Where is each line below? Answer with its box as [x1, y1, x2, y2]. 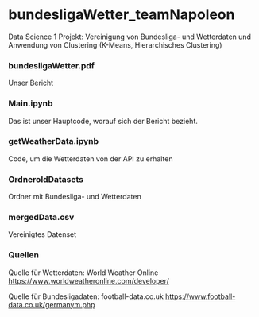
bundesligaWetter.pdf [8, 60, 95, 71]
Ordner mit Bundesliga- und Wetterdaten [8, 192, 141, 202]
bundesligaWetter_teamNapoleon [8, 6, 235, 24]
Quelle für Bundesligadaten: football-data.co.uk [8, 292, 164, 301]
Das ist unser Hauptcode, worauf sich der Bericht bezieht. [8, 116, 199, 126]
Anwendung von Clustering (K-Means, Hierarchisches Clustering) [8, 40, 222, 49]
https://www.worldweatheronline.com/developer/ [8, 276, 169, 285]
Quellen [8, 249, 40, 261]
